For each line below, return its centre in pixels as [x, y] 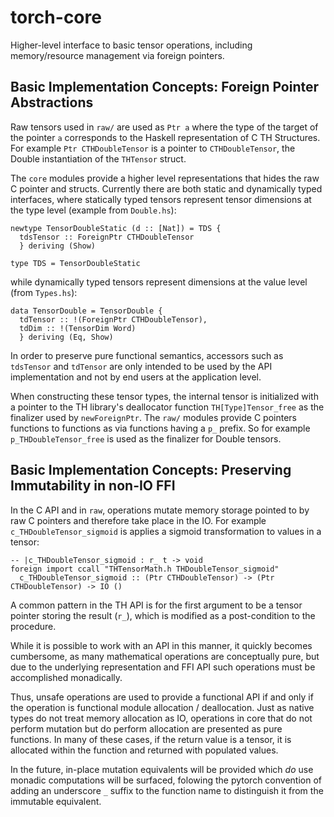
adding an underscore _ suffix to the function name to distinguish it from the [167, 790]
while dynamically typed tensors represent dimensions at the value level [159, 282]
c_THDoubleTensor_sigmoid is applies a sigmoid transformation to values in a [166, 531]
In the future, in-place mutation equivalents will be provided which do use [162, 769]
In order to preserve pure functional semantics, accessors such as [147, 355]
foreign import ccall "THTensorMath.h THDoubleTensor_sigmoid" [145, 569]
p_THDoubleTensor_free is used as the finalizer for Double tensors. [146, 438]
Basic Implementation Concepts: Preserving [151, 470]
